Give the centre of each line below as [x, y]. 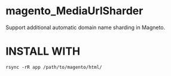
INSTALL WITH [43, 51]
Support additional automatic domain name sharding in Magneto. [85, 27]
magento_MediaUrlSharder [74, 11]
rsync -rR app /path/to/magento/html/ [54, 67]
